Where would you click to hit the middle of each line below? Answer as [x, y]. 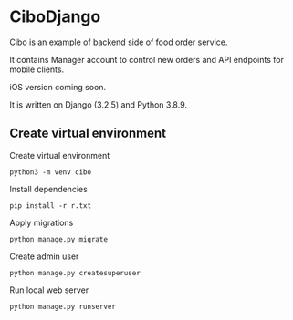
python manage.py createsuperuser [75, 273]
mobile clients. [37, 69]
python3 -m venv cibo [51, 172]
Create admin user [44, 256]
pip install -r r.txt [51, 206]
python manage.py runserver [63, 306]
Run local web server [49, 290]
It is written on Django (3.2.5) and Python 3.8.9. [99, 104]
